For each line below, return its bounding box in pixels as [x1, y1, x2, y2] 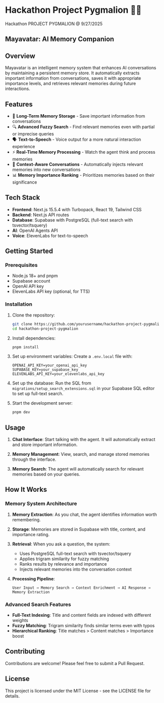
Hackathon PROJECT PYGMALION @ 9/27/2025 [5, 21, 103, 27]
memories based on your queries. [12, 471, 81, 477]
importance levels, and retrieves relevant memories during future [5, 81, 136, 87]
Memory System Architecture [5, 500, 77, 507]
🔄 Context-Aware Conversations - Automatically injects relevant [12, 161, 143, 167]
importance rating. [12, 531, 50, 537]
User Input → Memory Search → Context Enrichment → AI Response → [12, 585, 151, 590]
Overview [5, 52, 36, 60]
